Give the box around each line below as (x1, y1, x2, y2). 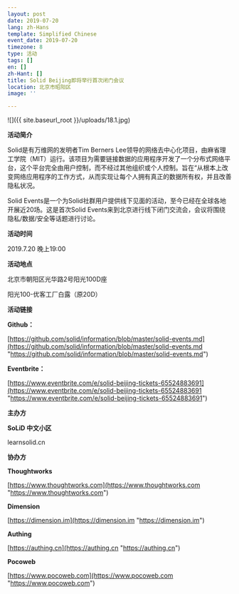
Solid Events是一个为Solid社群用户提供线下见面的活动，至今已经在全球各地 (7, 197, 226, 205)
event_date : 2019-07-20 (7, 37, 78, 44)
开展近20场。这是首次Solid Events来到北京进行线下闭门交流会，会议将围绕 (7, 205, 226, 214)
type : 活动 (7, 51, 38, 58)
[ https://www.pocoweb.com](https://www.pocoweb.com (7, 571, 174, 580)
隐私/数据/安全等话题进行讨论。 (7, 215, 100, 223)
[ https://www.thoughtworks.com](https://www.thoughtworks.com (7, 481, 201, 489)
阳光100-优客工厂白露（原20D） (7, 290, 102, 299)
